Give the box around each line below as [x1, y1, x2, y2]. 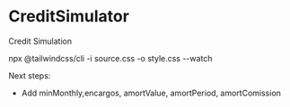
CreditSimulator [8, 6, 129, 27]
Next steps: [8, 70, 51, 81]
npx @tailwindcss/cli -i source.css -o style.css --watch [8, 53, 213, 63]
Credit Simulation [8, 36, 73, 46]
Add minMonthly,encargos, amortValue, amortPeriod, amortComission [21, 87, 282, 98]
